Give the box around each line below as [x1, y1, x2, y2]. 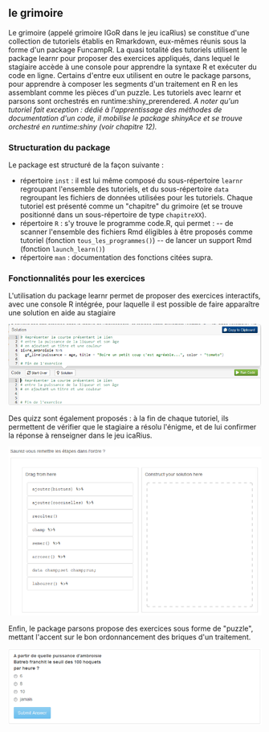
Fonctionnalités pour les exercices [8, 273, 146, 284]
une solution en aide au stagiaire [8, 308, 116, 318]
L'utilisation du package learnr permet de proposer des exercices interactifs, [8, 291, 261, 301]
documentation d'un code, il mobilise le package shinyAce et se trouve [8, 113, 243, 123]
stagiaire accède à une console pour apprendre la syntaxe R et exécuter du [8, 62, 257, 72]
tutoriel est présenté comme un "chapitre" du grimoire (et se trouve [19, 201, 243, 212]
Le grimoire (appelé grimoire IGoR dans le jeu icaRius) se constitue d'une [8, 27, 251, 37]
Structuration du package [8, 142, 111, 153]
